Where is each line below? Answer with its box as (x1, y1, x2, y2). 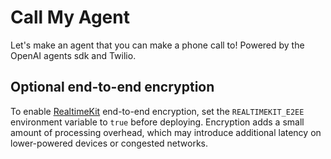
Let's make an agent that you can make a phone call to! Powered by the (10, 39, 305, 51)
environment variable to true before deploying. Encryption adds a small (10, 116, 305, 128)
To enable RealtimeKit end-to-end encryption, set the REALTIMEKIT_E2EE (10, 105, 305, 117)
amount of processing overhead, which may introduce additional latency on (10, 126, 322, 138)
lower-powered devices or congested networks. (10, 137, 208, 149)
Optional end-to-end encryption (10, 79, 215, 96)
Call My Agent (10, 6, 130, 29)
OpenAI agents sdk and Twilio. (10, 49, 137, 61)
